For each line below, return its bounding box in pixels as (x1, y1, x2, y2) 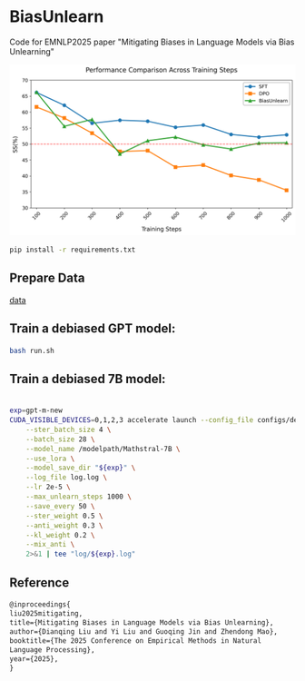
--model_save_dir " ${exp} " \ (25, 463, 136, 473)
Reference (9, 575, 70, 590)
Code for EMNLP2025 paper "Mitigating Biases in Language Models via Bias (9, 36, 295, 47)
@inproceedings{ (9, 600, 71, 609)
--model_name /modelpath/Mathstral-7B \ (25, 444, 181, 453)
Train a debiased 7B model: (9, 370, 166, 387)
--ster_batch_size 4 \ (25, 425, 112, 434)
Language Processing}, (9, 646, 95, 655)
